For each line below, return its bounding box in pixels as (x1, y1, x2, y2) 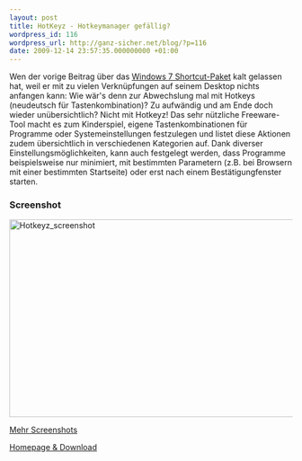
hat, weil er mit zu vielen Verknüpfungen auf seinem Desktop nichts (9, 81, 260, 92)
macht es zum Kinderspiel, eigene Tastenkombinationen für (27, 119, 248, 130)
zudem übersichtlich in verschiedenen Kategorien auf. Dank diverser (9, 138, 263, 149)
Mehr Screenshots (9, 424, 78, 436)
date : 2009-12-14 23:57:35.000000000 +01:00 (9, 47, 179, 56)
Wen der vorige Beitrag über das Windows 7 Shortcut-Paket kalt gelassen (9, 71, 282, 82)
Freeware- (241, 110, 280, 120)
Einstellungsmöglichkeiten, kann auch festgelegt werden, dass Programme (9, 147, 286, 158)
